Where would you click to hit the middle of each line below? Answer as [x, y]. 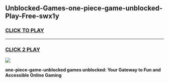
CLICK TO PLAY [25, 31]
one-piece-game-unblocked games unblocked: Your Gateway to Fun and [83, 69]
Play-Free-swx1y [32, 16]
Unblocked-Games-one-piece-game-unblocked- [84, 8]
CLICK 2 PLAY [23, 49]
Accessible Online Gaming [33, 75]
